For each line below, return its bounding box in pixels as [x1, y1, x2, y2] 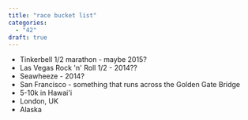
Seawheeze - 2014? [19, 71, 85, 81]
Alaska [19, 105, 42, 115]
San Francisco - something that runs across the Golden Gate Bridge [19, 80, 241, 89]
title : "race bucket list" [8, 11, 97, 20]
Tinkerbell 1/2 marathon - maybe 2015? [19, 55, 148, 64]
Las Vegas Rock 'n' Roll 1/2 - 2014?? [19, 64, 138, 73]
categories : [8, 19, 47, 27]
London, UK [19, 96, 59, 106]
